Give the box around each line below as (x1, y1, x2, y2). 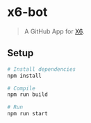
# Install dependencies (7, 65, 76, 73)
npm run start (7, 110, 49, 117)
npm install (7, 72, 42, 79)
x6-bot (7, 4, 48, 20)
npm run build (7, 91, 49, 98)
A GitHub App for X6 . (24, 27, 85, 35)
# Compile (7, 85, 36, 92)
